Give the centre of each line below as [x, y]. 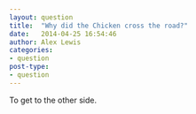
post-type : [29, 67]
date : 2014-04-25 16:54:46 [63, 34]
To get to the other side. [53, 100]
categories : [31, 50]
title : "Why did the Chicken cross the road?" [99, 26]
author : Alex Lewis [45, 42]
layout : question [41, 17]
